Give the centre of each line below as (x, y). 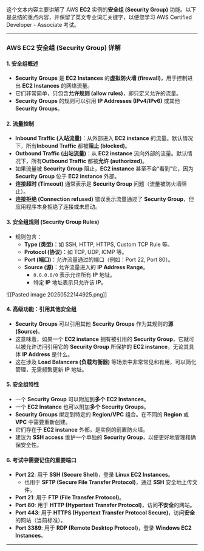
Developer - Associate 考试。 (43, 25)
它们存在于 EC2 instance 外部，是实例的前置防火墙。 (82, 429)
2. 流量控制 (20, 124)
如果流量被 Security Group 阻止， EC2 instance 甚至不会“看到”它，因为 (104, 169)
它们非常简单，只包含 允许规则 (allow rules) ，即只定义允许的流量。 (98, 93)
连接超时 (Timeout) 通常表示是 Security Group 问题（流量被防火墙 (98, 184)
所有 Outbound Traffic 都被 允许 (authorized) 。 (89, 161)
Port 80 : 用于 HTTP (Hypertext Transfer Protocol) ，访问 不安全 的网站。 (105, 505)
